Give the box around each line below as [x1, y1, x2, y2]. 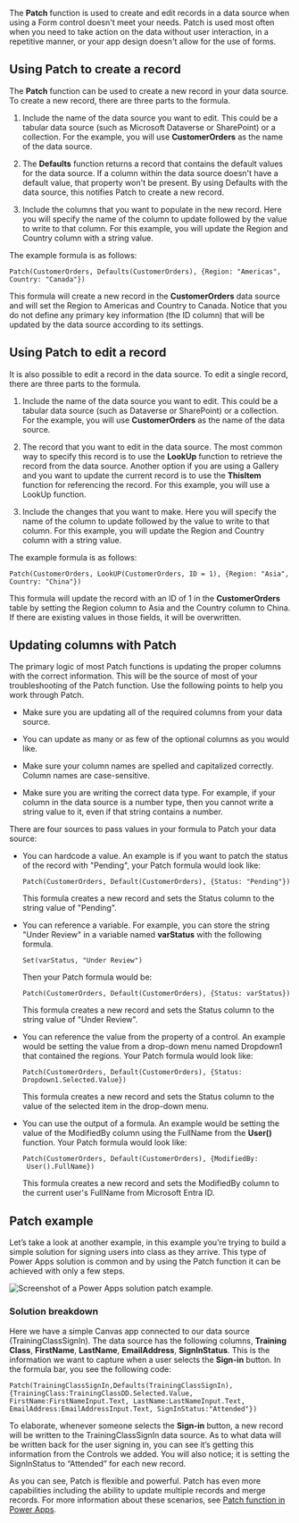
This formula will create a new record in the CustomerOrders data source [9, 290, 281, 301]
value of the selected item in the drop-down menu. [21, 1101, 210, 1112]
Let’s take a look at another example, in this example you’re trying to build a [9, 1237, 287, 1248]
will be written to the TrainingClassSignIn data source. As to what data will [9, 1429, 281, 1440]
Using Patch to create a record [9, 62, 181, 77]
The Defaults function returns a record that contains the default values [21, 158, 284, 169]
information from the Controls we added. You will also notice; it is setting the [9, 1448, 290, 1460]
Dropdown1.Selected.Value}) [21, 1076, 127, 1085]
